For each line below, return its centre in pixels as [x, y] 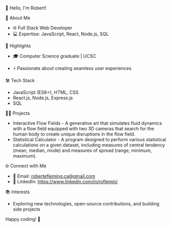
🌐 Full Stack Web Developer [43, 28]
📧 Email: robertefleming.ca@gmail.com [54, 176]
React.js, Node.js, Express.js [43, 98]
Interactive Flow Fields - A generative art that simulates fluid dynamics [87, 123]
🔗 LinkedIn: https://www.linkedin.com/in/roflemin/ [65, 182]
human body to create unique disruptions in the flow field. [74, 134]
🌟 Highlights [18, 46]
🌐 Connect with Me [26, 166]
